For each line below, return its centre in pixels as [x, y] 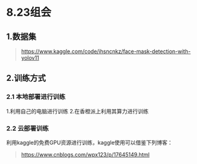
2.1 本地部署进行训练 [36, 97]
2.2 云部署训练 [27, 128]
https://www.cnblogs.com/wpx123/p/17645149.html [85, 154]
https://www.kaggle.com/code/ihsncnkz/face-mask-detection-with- [106, 51]
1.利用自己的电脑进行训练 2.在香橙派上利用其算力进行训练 [78, 111]
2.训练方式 [26, 78]
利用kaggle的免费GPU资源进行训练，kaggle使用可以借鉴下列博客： [90, 142]
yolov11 [30, 58]
